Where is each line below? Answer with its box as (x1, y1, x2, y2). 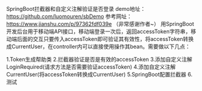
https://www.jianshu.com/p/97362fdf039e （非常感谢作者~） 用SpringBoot (6, 20, 194, 27)
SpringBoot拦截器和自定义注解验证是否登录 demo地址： (6, 5, 146, 12)
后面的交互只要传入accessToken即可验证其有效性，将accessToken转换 (16, 36, 194, 42)
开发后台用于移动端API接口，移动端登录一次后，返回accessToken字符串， (6, 28, 191, 35)
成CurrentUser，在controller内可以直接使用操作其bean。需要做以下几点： (6, 43, 191, 50)
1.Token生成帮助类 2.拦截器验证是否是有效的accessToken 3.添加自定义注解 (6, 56, 193, 63)
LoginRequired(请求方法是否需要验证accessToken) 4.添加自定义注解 (6, 63, 176, 71)
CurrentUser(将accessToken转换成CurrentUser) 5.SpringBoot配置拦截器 (6, 71, 187, 78)
